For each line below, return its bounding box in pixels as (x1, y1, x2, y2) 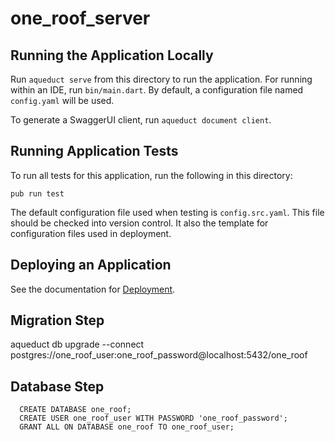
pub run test (10, 188, 65, 199)
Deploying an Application (10, 257, 172, 274)
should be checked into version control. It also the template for (10, 217, 269, 229)
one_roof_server (10, 7, 151, 30)
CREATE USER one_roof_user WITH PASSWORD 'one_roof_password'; (19, 413, 288, 424)
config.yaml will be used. (10, 95, 115, 106)
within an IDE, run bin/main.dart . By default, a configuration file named (10, 84, 304, 96)
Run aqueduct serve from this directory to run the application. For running (10, 73, 313, 85)
